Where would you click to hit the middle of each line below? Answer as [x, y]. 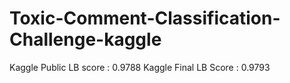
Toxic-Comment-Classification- [145, 18]
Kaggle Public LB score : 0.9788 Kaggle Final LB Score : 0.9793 [140, 67]
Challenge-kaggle [85, 39]
